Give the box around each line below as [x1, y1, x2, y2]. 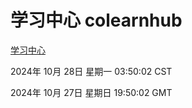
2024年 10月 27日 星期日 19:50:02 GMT [10, 86, 173, 98]
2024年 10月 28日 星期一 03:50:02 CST [10, 65, 173, 77]
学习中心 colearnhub [10, 9, 183, 32]
